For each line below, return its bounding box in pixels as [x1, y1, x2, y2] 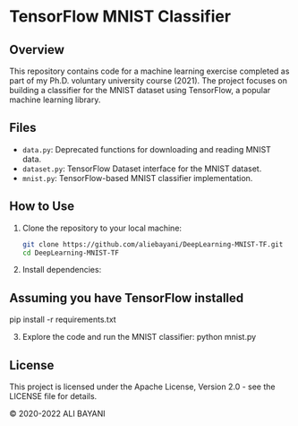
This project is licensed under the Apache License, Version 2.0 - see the [9, 381, 276, 392]
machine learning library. [9, 94, 101, 105]
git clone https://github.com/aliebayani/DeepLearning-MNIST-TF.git [21, 239, 284, 248]
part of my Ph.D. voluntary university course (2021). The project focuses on [9, 75, 288, 86]
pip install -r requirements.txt [9, 314, 116, 325]
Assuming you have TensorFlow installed [9, 290, 244, 306]
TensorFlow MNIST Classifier [9, 6, 231, 27]
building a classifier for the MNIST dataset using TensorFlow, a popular [9, 85, 271, 95]
